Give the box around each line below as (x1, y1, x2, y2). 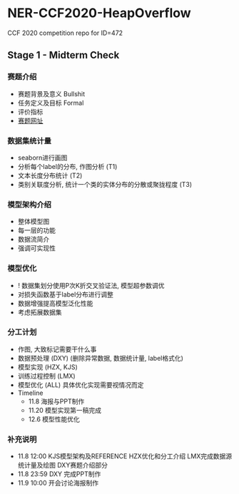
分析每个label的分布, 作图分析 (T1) (17, 162, 118, 170)
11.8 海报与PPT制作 (28, 397, 85, 406)
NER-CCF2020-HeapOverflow (7, 5, 191, 21)
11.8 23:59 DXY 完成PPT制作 (17, 470, 101, 478)
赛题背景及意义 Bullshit (17, 89, 86, 98)
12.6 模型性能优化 (28, 415, 81, 423)
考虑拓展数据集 (17, 308, 62, 317)
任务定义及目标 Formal (17, 98, 84, 107)
